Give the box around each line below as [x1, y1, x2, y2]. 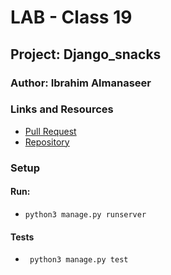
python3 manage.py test [29, 255, 129, 265]
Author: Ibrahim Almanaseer [10, 76, 152, 90]
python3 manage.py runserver [24, 209, 147, 220]
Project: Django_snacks [10, 46, 162, 63]
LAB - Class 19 [10, 6, 133, 29]
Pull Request [24, 125, 77, 137]
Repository [24, 136, 70, 148]
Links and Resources [10, 102, 114, 116]
